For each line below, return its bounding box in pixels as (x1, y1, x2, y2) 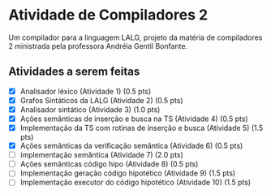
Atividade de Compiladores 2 (8, 6, 209, 24)
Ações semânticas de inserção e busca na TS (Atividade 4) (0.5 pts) (19, 114, 249, 123)
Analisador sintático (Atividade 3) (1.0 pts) (19, 104, 161, 115)
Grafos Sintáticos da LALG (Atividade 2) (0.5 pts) (19, 95, 184, 105)
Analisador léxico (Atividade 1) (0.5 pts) (19, 86, 152, 96)
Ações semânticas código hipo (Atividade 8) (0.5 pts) (19, 159, 199, 169)
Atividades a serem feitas (8, 65, 140, 79)
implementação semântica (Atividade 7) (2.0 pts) (19, 150, 184, 160)
